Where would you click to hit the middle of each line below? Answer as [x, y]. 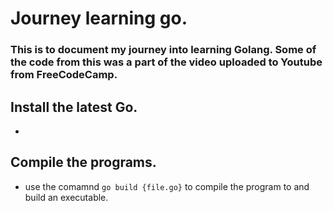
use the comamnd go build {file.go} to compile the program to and [167, 186]
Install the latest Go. [74, 107]
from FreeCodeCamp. [64, 75]
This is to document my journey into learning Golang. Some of [163, 50]
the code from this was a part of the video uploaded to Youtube [166, 62]
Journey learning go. [99, 18]
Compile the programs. [83, 162]
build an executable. [66, 197]
